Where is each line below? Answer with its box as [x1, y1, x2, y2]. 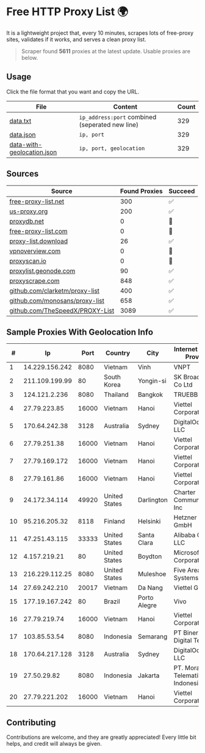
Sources [6, 169, 39, 179]
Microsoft [173, 548, 201, 557]
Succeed [168, 187, 195, 195]
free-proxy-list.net [9, 197, 65, 205]
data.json [9, 130, 36, 139]
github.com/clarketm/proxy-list [9, 286, 99, 295]
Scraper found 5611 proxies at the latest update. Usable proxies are [21, 47, 191, 55]
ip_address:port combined [79, 112, 157, 121]
